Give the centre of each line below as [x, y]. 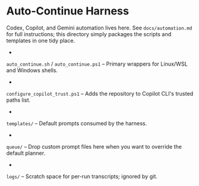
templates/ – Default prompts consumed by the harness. [77, 123]
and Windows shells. [32, 70]
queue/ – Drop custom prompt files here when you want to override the [94, 146]
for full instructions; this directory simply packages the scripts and [89, 34]
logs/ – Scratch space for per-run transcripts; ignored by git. [82, 176]
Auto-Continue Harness [68, 11]
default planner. [26, 153]
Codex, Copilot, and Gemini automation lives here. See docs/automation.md [99, 28]
